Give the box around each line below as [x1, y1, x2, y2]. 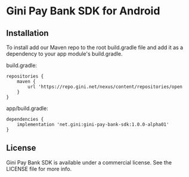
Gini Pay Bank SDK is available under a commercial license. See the [6, 158, 172, 166]
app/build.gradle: [6, 105, 49, 112]
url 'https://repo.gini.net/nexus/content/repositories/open [27, 84, 183, 90]
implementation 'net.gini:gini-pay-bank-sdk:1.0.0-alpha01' [17, 121, 169, 127]
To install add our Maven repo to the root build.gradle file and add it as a [6, 44, 184, 51]
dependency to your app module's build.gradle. [6, 50, 123, 57]
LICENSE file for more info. [6, 165, 72, 172]
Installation [6, 28, 49, 38]
